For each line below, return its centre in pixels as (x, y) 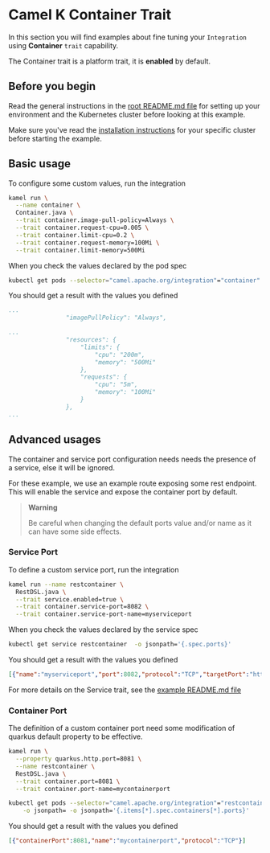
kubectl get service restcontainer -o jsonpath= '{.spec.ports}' (120, 645)
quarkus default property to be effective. (76, 736)
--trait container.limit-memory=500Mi (81, 250)
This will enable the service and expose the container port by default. (123, 491)
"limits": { (100, 347)
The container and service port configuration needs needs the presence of (132, 459)
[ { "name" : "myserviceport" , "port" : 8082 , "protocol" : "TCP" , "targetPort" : (129, 675)
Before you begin (52, 86)
